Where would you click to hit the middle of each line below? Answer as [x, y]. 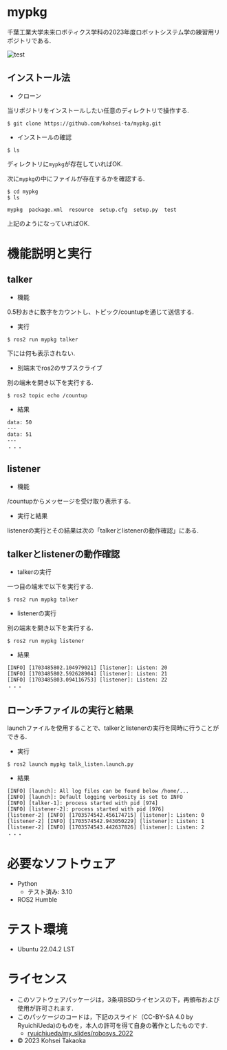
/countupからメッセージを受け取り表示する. [69, 501]
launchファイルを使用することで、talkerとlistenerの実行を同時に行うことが [113, 728]
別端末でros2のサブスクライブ [60, 368]
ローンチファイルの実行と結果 [70, 710]
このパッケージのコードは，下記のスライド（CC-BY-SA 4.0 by [105, 1017]
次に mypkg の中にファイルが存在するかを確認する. [76, 178]
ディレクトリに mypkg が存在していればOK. [65, 164]
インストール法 [39, 78]
